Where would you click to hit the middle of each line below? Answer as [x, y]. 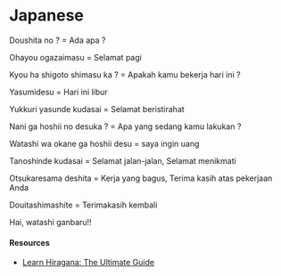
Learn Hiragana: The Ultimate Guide [88, 263]
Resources [30, 242]
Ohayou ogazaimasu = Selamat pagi [76, 57]
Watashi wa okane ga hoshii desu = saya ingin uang [104, 143]
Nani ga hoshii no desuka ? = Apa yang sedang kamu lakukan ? [125, 126]
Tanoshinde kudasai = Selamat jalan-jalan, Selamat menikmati [123, 160]
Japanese [47, 16]
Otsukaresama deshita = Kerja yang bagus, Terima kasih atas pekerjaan [141, 178]
